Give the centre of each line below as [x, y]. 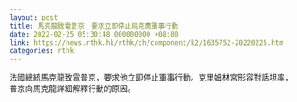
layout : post [34, 17]
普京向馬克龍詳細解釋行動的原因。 [72, 89]
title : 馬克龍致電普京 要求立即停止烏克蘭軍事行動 [94, 26]
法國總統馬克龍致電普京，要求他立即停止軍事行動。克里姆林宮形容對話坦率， [151, 78]
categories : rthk [42, 51]
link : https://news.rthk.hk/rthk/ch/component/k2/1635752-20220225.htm [146, 42]
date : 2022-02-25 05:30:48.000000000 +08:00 [94, 34]
